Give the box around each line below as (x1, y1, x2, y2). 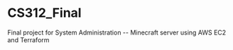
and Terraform (7, 35, 50, 44)
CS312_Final (7, 5, 82, 21)
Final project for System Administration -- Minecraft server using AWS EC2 (7, 28, 227, 37)
